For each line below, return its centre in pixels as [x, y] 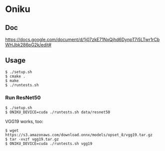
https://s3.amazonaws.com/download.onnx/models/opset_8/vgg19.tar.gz [79, 135]
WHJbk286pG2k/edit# [28, 45]
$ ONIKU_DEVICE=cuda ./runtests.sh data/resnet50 [58, 112]
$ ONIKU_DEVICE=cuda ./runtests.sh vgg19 [49, 144]
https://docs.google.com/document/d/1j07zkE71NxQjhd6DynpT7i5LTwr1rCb [82, 39]
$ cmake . [15, 76]
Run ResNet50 [23, 97]
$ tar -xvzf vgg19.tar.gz [32, 140]
